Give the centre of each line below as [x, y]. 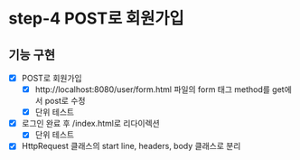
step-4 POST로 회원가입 [96, 19]
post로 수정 [65, 101]
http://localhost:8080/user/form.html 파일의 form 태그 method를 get [160, 89]
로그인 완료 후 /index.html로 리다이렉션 [90, 124]
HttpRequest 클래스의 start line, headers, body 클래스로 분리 [131, 146]
